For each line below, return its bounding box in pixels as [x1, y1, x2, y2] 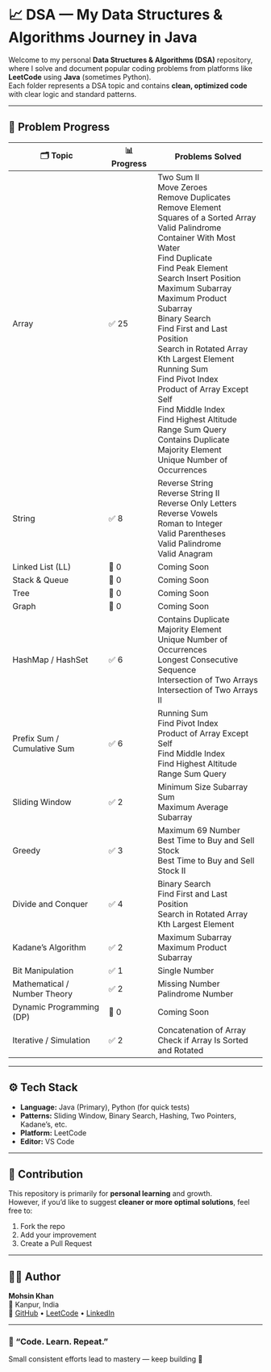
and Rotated [156, 1044, 204, 1055]
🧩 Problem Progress [8, 120, 110, 134]
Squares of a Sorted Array [156, 212, 256, 223]
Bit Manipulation [12, 965, 74, 976]
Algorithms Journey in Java [8, 28, 198, 47]
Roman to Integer [156, 518, 223, 529]
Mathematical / [12, 978, 69, 989]
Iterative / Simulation [12, 1034, 91, 1046]
